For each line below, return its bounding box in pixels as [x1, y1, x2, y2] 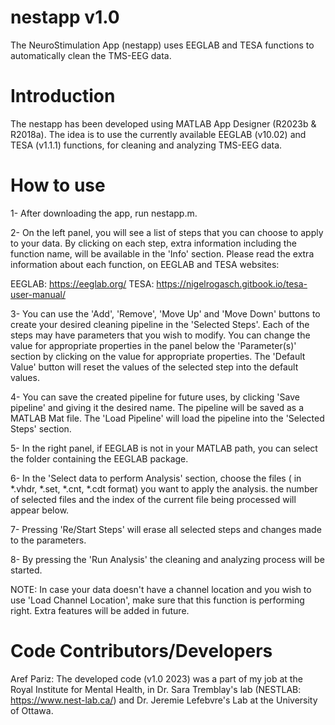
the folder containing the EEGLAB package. [10, 452, 189, 465]
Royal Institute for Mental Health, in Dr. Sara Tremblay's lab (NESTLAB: [10, 683, 302, 695]
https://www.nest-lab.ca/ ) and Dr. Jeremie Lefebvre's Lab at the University [10, 694, 318, 706]
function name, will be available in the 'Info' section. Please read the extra [10, 247, 315, 260]
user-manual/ [10, 288, 66, 300]
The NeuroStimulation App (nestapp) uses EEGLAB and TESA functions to [10, 39, 315, 51]
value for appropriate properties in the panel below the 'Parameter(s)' [10, 339, 297, 351]
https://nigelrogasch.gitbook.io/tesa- [156, 277, 308, 290]
